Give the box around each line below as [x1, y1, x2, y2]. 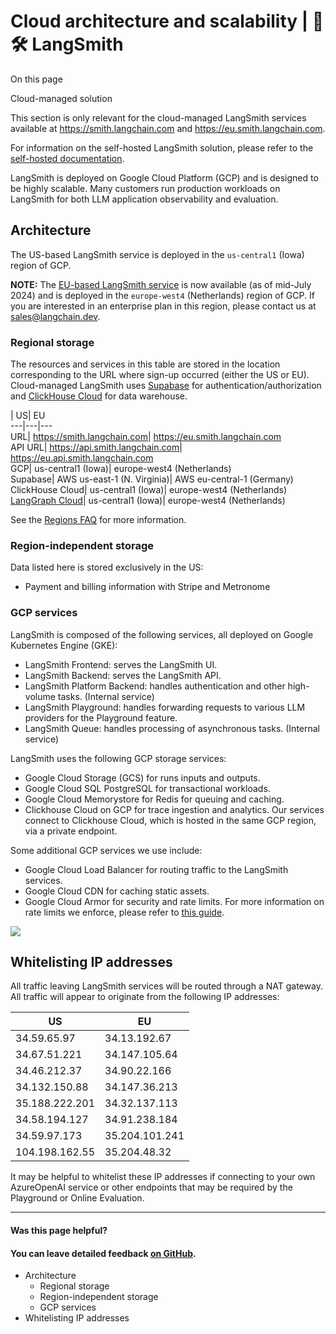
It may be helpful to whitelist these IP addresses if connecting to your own [10, 1171, 316, 1183]
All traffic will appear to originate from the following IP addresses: [10, 991, 280, 1003]
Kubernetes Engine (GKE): [10, 639, 118, 651]
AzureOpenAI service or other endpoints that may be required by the [10, 1181, 293, 1194]
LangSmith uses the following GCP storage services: [10, 752, 227, 764]
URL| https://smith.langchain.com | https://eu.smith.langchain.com [10, 431, 282, 443]
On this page [10, 73, 63, 85]
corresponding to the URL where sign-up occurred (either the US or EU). [10, 369, 310, 381]
